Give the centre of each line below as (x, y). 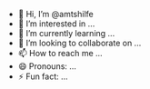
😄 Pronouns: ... (47, 66)
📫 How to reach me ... (60, 53)
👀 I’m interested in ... (56, 24)
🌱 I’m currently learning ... (66, 33)
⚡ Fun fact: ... (43, 76)
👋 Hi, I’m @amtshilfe (55, 14)
